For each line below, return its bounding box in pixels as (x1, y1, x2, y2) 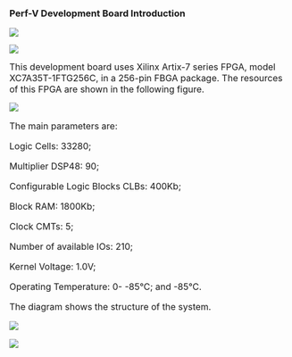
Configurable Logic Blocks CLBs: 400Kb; (9, 180, 181, 193)
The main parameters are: (9, 120, 118, 132)
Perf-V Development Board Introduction (9, 7, 186, 20)
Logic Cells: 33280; (9, 140, 92, 153)
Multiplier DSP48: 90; (9, 160, 100, 172)
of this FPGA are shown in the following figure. (9, 83, 205, 95)
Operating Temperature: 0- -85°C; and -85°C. (9, 280, 203, 293)
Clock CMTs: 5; (9, 220, 74, 233)
